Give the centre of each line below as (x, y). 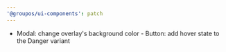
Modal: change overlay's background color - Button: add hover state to (118, 33)
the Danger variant (43, 41)
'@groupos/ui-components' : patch (55, 14)
